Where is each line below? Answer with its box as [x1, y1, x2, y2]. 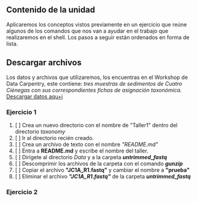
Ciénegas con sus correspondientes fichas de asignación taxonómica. [6, 86, 182, 93]
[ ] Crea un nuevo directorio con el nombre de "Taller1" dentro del [14, 121, 178, 128]
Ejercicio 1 [6, 108, 37, 116]
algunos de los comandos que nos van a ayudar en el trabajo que [6, 27, 169, 34]
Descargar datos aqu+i [6, 93, 63, 100]
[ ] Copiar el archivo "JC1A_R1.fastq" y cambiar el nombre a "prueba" [14, 166, 190, 174]
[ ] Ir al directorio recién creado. [14, 134, 95, 141]
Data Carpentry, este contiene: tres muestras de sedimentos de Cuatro [6, 80, 183, 87]
